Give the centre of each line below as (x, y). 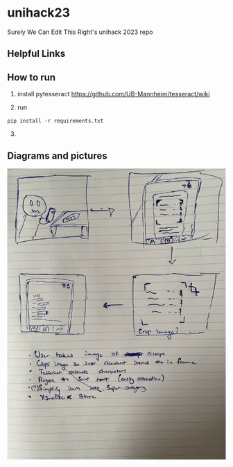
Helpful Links (36, 54)
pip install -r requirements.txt (55, 121)
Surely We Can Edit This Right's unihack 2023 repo (80, 32)
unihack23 (39, 13)
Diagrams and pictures (57, 156)
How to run (32, 77)
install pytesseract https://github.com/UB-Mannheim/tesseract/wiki (113, 94)
